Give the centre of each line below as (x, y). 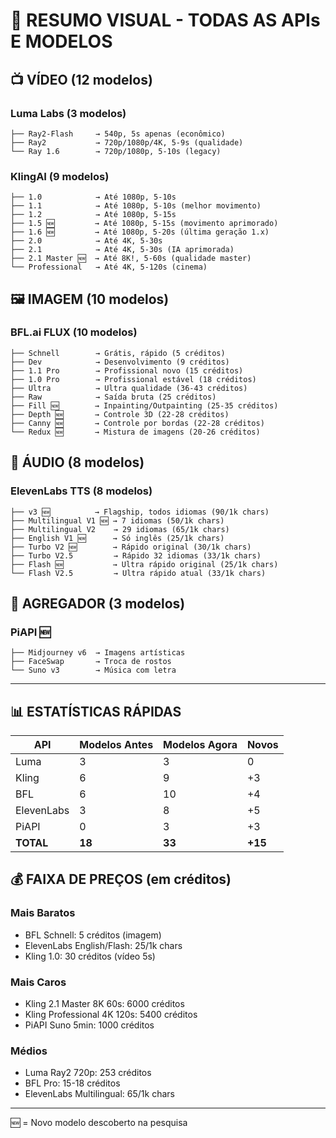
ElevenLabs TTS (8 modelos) (81, 491)
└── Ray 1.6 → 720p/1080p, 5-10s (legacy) (116, 151)
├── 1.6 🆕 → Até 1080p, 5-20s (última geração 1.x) (140, 232)
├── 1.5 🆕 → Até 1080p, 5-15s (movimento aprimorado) (144, 224)
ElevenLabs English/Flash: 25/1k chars (103, 945)
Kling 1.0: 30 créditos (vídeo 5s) (90, 956)
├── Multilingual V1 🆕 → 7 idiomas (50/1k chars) (117, 520)
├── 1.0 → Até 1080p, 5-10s (93, 197)
